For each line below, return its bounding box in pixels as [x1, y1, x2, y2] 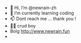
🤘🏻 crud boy [10, 23, 36, 28]
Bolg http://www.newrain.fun [10, 28, 70, 34]
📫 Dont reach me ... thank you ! [10, 15, 76, 21]
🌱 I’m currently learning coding [10, 10, 74, 16]
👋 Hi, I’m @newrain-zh [10, 5, 57, 10]
